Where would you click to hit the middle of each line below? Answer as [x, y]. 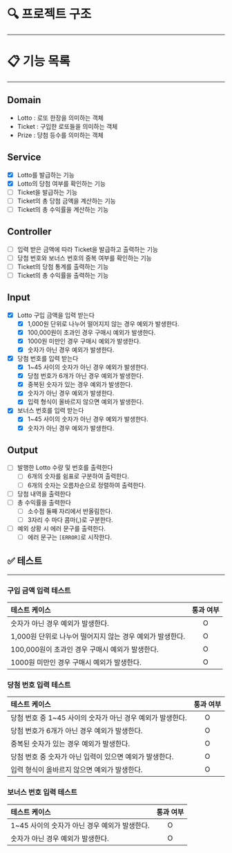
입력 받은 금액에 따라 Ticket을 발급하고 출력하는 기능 [88, 249]
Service [24, 158]
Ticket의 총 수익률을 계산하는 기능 [63, 209]
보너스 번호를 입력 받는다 [50, 411]
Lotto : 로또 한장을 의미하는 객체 [60, 118]
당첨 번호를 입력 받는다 [48, 358]
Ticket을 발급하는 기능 [47, 192]
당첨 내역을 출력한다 [44, 494]
